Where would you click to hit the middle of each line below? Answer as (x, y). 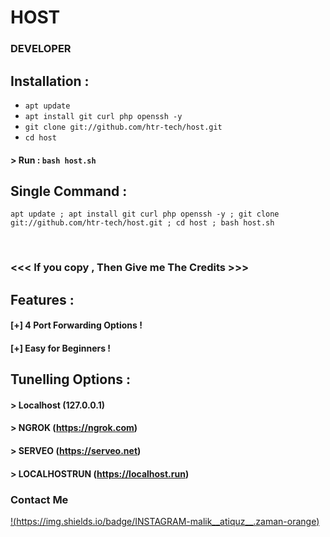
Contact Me (39, 499)
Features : (42, 299)
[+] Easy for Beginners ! (61, 348)
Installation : (50, 81)
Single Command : (69, 191)
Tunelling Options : (71, 379)
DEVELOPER (41, 49)
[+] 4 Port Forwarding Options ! (76, 325)
